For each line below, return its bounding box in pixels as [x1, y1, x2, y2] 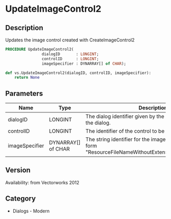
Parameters [5, 89, 43, 98]
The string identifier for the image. [85, 136, 167, 143]
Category [5, 194, 36, 203]
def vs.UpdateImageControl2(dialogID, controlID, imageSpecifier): [5, 70, 152, 76]
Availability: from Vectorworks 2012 [5, 179, 80, 185]
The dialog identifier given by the [85, 113, 164, 120]
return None [14, 75, 40, 80]
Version [5, 166, 31, 175]
